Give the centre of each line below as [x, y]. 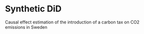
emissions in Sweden [26, 27]
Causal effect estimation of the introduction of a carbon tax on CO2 [72, 22]
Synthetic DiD [33, 9]
